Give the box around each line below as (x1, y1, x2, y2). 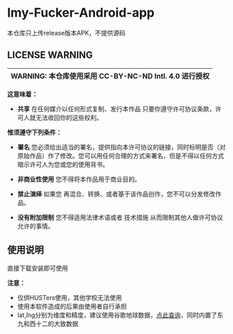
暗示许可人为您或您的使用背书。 (17, 160, 109, 168)
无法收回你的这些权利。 (35, 113, 103, 122)
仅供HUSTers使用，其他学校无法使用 (17, 293, 123, 301)
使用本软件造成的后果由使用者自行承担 (17, 302, 127, 310)
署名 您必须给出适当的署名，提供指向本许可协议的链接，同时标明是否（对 (17, 142, 226, 151)
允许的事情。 (17, 222, 54, 230)
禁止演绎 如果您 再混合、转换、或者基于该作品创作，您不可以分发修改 (17, 190, 216, 198)
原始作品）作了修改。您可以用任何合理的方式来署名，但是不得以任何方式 (17, 151, 224, 160)
